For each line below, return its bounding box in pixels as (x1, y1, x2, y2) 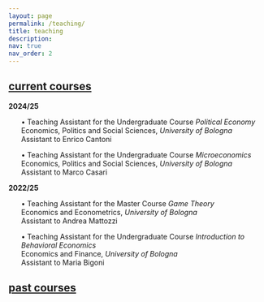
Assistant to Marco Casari (21, 167, 108, 177)
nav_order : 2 (8, 50, 53, 58)
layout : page (8, 11, 53, 20)
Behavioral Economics (21, 240, 97, 250)
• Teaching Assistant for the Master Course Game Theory (21, 198, 215, 208)
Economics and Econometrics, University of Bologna (21, 207, 197, 217)
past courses (8, 281, 76, 295)
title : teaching (8, 27, 63, 35)
